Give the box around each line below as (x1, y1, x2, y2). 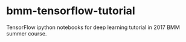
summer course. (6, 30, 47, 37)
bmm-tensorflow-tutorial (6, 4, 135, 18)
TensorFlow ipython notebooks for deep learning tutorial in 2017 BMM (6, 24, 180, 31)
